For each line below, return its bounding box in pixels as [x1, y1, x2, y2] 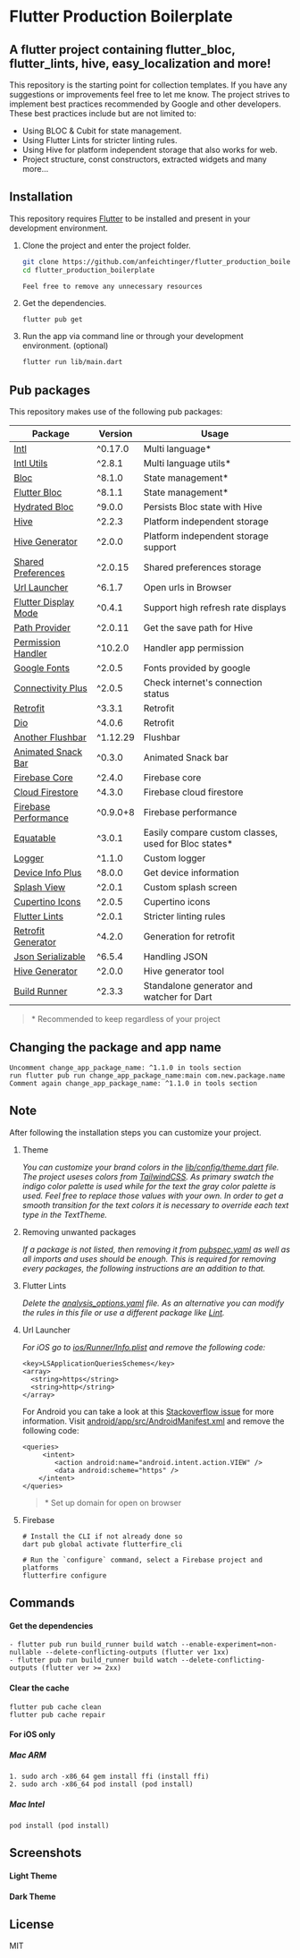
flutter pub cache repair [9, 1710, 105, 1719]
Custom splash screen [143, 881, 237, 894]
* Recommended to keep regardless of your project [30, 1014, 221, 1025]
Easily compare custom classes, [143, 826, 279, 839]
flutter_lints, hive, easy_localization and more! [9, 55, 271, 71]
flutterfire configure [21, 1571, 107, 1580]
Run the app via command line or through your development [21, 331, 244, 342]
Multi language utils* [143, 457, 232, 470]
